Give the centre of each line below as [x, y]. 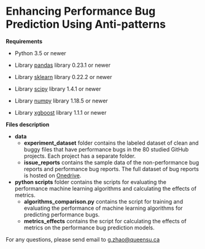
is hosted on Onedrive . [52, 175]
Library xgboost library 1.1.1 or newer [60, 112]
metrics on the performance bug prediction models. [89, 228]
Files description [28, 124]
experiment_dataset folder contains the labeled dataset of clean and [111, 143]
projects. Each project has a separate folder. [80, 156]
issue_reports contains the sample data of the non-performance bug [111, 162]
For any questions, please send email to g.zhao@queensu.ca [83, 239]
